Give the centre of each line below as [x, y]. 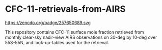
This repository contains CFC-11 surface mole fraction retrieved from [75, 32]
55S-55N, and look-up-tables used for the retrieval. [57, 42]
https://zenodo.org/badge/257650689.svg [48, 23]
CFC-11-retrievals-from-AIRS [66, 9]
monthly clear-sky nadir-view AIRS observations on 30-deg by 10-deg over [81, 37]
